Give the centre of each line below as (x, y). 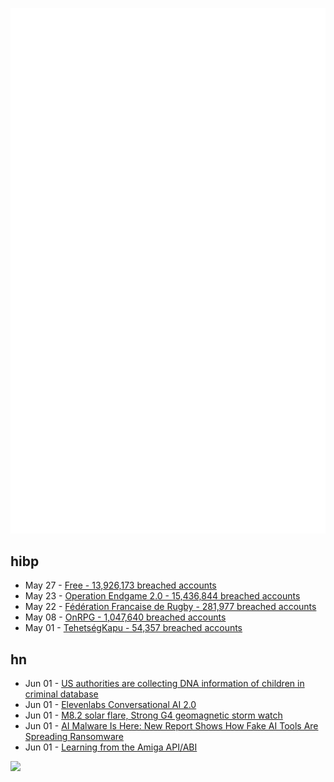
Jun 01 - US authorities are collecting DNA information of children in (164, 684)
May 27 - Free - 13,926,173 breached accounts (120, 585)
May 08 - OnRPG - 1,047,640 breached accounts (125, 617)
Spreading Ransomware (74, 737)
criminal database (61, 694)
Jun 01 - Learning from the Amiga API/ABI (111, 747)
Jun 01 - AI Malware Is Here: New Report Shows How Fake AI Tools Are (171, 726)
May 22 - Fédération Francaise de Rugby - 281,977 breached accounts (170, 607)
